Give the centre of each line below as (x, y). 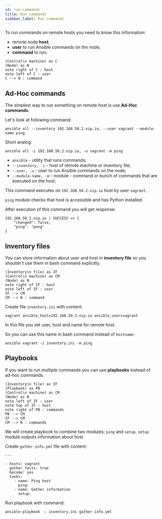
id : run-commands (23, 10)
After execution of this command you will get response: (60, 209)
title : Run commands (26, 14)
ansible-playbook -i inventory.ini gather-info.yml (58, 512)
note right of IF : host (30, 285)
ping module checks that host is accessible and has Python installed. (74, 200)
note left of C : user (28, 74)
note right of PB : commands (35, 410)
